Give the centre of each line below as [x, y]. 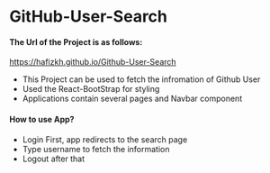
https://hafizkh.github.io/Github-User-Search [93, 62]
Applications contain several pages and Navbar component [132, 99]
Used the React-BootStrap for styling [91, 89]
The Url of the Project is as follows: [76, 41]
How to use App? [42, 119]
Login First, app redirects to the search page [105, 139]
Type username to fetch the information [96, 149]
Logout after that [54, 159]
